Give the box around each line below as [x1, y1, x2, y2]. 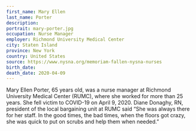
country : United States [6, 53, 66, 59]
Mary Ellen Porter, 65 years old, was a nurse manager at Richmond [6, 86, 171, 93]
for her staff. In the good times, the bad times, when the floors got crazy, [6, 112, 186, 119]
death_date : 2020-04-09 [6, 70, 66, 76]
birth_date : [6, 64, 36, 71]
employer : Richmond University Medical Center [6, 36, 125, 42]
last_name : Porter [6, 14, 52, 20]
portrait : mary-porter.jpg [6, 25, 74, 32]
